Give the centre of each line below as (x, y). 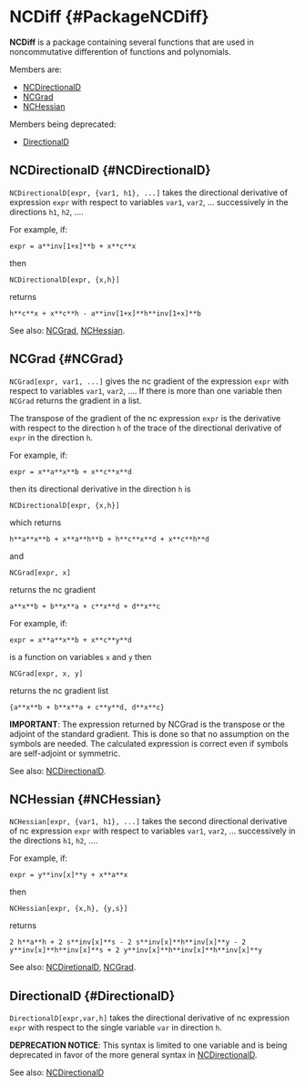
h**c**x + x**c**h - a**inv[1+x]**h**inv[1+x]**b (106, 313)
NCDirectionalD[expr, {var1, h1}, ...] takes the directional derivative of (149, 192)
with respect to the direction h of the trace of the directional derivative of (146, 428)
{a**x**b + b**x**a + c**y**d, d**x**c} (87, 707)
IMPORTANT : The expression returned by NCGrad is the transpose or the (147, 724)
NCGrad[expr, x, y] (46, 673)
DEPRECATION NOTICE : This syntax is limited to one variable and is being (148, 1045)
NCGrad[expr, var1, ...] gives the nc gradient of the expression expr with (149, 381)
